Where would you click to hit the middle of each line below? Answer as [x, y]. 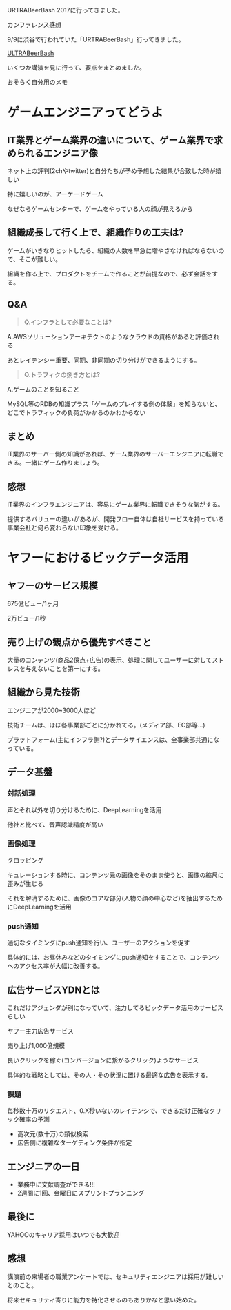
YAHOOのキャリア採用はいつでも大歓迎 [63, 1235]
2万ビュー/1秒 [27, 618]
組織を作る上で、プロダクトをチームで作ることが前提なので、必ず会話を [110, 274]
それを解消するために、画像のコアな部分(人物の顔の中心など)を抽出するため [115, 898]
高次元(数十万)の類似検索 [53, 1134]
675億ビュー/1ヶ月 [33, 604]
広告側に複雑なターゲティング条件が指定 [74, 1142]
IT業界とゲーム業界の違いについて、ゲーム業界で [110, 140]
